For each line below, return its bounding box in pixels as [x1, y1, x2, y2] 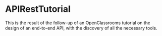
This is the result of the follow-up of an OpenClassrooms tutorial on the [5, 20, 151, 26]
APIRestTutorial [5, 3, 71, 15]
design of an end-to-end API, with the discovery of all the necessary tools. [5, 25, 158, 31]
